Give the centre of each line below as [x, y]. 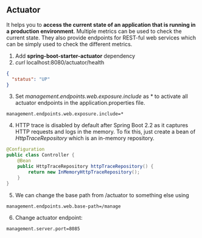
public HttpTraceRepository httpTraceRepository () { [85, 167]
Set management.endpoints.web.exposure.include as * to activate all [102, 96]
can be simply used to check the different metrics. [69, 44]
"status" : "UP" [31, 79]
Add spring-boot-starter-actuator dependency [75, 56]
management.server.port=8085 [43, 229]
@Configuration [26, 149]
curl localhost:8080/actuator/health [60, 62]
